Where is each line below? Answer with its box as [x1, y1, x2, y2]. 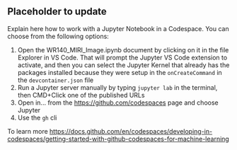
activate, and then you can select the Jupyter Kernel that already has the [17, 60, 230, 69]
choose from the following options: [7, 32, 110, 40]
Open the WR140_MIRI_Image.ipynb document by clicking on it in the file [17, 45, 229, 54]
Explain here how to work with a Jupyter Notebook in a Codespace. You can [7, 24, 229, 33]
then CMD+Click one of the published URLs [17, 91, 145, 99]
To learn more [7, 127, 48, 135]
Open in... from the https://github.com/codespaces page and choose [17, 98, 219, 107]
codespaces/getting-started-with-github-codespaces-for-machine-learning [7, 134, 230, 143]
